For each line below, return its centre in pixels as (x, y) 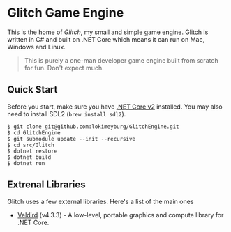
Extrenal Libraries (46, 185)
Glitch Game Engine (66, 13)
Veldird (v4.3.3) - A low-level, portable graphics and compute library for (120, 215)
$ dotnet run (26, 163)
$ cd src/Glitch (31, 145)
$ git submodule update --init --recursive (72, 139)
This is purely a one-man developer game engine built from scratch (121, 60)
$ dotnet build (29, 157)
